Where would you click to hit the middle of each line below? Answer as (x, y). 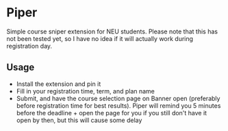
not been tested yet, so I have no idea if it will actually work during (100, 38)
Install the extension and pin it (59, 84)
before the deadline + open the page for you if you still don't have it (111, 113)
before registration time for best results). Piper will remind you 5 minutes (118, 105)
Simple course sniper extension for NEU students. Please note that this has (112, 31)
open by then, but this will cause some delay (79, 120)
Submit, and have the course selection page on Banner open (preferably (118, 98)
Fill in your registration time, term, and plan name (86, 91)
